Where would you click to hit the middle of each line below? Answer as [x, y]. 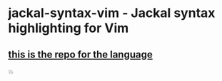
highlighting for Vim [69, 28]
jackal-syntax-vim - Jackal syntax [112, 13]
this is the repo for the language [80, 54]
